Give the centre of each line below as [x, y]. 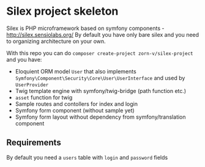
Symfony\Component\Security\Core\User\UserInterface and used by [100, 78]
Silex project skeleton [62, 11]
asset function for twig [44, 97]
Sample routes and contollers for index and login [76, 104]
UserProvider [32, 85]
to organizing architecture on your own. [56, 41]
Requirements [34, 143]
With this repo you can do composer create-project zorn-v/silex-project [100, 53]
